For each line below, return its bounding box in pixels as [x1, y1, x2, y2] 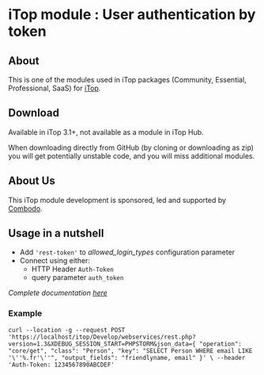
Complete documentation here [8, 288, 108, 298]
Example [8, 308, 43, 319]
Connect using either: [19, 256, 91, 266]
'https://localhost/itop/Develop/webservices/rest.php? [8, 333, 196, 341]
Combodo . [8, 204, 43, 213]
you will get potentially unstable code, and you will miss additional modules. [8, 151, 255, 160]
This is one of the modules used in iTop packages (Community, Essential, [8, 75, 247, 84]
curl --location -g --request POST [8, 326, 126, 334]
